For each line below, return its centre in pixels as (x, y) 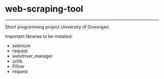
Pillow (18, 66)
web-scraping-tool (44, 9)
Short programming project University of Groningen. (58, 27)
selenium (21, 46)
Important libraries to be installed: (39, 36)
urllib (17, 61)
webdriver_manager (32, 56)
